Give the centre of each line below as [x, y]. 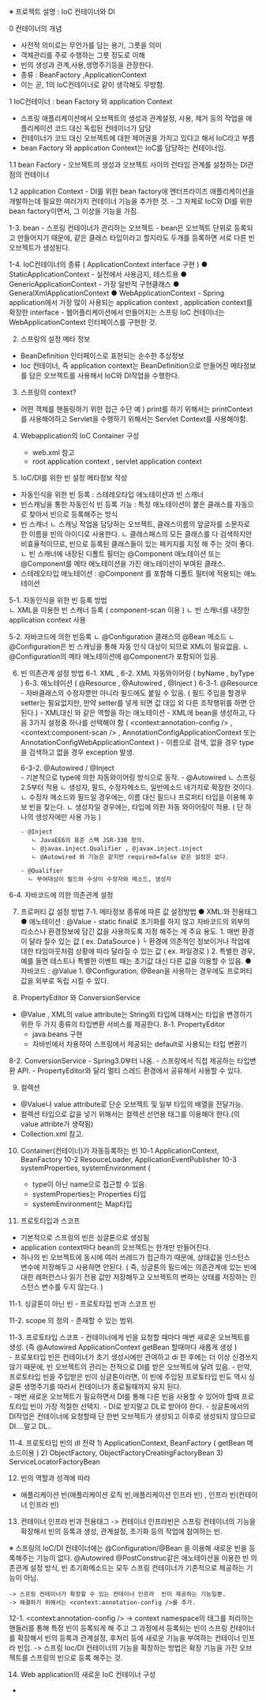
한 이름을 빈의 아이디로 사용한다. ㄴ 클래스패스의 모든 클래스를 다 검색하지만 [136, 534]
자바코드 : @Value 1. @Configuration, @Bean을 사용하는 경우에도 [123, 971]
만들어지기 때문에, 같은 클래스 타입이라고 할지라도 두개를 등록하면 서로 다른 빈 [136, 238]
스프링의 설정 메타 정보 [55, 339]
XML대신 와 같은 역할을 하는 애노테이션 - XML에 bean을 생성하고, [146, 713]
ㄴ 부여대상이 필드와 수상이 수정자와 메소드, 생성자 [100, 879]
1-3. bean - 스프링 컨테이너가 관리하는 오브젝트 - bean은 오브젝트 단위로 [120, 228]
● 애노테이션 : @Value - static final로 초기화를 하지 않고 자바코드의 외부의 [135, 921]
